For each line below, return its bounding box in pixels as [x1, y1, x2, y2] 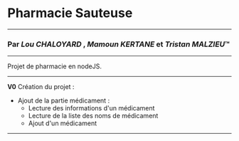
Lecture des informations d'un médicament [28, 104, 155, 113]
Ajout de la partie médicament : [17, 96, 110, 105]
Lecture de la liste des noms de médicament [28, 112, 159, 120]
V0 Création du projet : [7, 83, 75, 91]
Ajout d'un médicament [28, 119, 97, 127]
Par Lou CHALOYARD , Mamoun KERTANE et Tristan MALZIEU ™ [7, 39, 230, 49]
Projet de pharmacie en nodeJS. [7, 62, 102, 70]
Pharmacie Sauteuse [7, 5, 133, 21]
